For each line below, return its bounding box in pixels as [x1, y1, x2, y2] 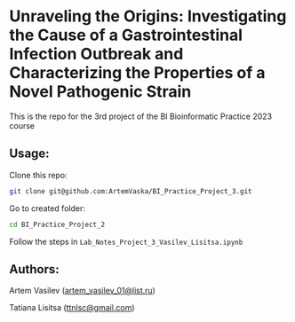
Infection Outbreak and [9, 44, 184, 64]
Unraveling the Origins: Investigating [9, 6, 287, 27]
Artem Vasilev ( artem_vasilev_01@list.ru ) [9, 286, 155, 296]
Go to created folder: [9, 202, 86, 214]
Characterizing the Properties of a [9, 63, 266, 83]
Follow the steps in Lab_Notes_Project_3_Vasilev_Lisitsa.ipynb [9, 236, 243, 247]
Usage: [9, 146, 51, 161]
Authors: [9, 262, 60, 277]
